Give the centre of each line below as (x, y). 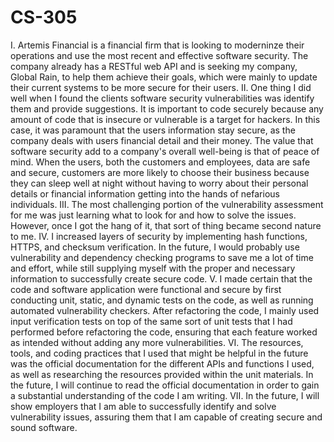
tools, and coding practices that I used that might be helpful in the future (159, 353)
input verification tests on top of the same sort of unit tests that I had (151, 321)
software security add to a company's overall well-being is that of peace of (165, 151)
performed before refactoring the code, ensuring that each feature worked (164, 332)
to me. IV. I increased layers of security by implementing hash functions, (159, 236)
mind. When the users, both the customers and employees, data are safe (160, 162)
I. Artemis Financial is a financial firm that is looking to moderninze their (157, 45)
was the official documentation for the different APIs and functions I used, (162, 363)
